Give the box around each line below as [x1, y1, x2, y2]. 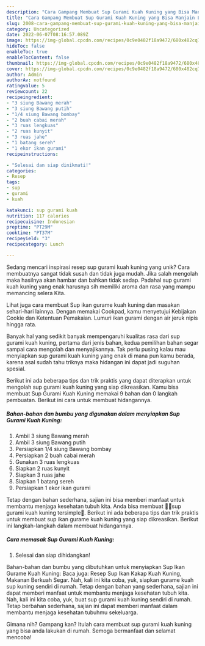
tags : [6, 179, 20, 185]
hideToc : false [6, 43, 45, 50]
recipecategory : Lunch [6, 241, 64, 248]
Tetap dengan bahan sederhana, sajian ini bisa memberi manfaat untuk [6, 496, 185, 503]
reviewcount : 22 [6, 89, 48, 95]
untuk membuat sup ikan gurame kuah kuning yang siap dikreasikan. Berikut [6, 515, 198, 523]
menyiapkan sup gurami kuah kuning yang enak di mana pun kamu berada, [6, 352, 195, 359]
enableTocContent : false [6, 54, 70, 61]
